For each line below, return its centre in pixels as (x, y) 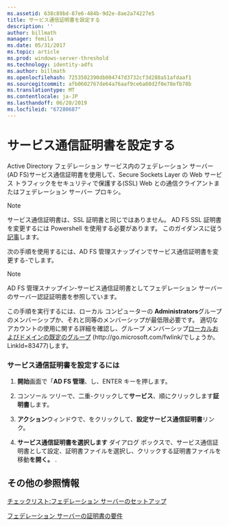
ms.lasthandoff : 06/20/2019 (47, 103)
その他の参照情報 (43, 483)
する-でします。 (35, 260)
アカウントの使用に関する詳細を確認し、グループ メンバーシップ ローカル (110, 328)
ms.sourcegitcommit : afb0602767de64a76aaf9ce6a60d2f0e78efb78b (99, 84)
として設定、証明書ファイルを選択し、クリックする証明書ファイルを (125, 450)
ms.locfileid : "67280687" (44, 109)
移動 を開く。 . (37, 459)
